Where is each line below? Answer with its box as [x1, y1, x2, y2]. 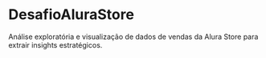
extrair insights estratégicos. [8, 40, 103, 49]
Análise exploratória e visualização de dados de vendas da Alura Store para [8, 32, 259, 41]
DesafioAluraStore [8, 6, 135, 24]
